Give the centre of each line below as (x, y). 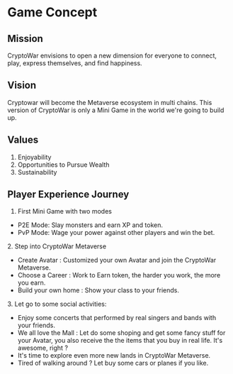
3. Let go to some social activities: (57, 304)
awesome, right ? (43, 348)
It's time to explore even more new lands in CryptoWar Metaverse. (114, 356)
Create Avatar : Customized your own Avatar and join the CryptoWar (117, 260)
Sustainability (37, 172)
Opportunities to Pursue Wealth (63, 165)
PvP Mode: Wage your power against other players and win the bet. (116, 233)
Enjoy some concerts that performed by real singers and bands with (117, 318)
